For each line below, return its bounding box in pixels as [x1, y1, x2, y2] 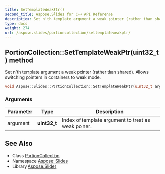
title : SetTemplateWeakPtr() [5, 7, 65, 12]
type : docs [5, 21, 27, 26]
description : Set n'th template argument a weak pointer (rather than [5, 16, 153, 21]
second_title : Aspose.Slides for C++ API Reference [5, 12, 113, 17]
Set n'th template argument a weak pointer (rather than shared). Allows [5, 69, 149, 75]
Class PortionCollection [12, 152, 60, 158]
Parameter [7, 108, 33, 115]
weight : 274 [5, 26, 29, 31]
